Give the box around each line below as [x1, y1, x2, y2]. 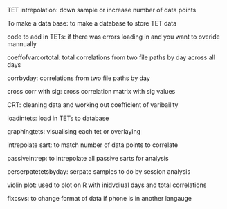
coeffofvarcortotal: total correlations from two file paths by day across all [7, 53, 216, 61]
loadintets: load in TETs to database [7, 114, 109, 122]
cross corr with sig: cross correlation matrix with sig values [7, 88, 176, 95]
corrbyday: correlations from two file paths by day [7, 74, 150, 82]
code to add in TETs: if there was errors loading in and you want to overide [7, 32, 220, 41]
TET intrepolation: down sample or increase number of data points [7, 6, 197, 14]
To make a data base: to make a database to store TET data [7, 19, 177, 27]
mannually [7, 40, 37, 48]
